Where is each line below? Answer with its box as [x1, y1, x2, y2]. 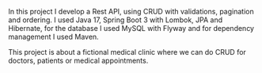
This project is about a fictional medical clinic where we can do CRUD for [8, 48, 247, 56]
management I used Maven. [8, 32, 99, 41]
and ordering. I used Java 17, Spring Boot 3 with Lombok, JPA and [8, 15, 223, 25]
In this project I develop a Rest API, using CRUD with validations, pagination [8, 7, 255, 16]
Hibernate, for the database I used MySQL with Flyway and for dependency [8, 24, 255, 33]
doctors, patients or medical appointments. [8, 56, 149, 65]
